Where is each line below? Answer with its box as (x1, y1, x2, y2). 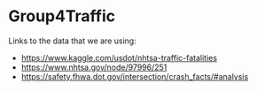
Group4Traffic (8, 6, 116, 27)
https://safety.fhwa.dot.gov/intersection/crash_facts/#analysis (20, 71, 249, 81)
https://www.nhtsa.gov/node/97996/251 (20, 62, 167, 72)
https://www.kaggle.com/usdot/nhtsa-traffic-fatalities (20, 52, 218, 63)
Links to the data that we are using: (8, 35, 136, 46)
